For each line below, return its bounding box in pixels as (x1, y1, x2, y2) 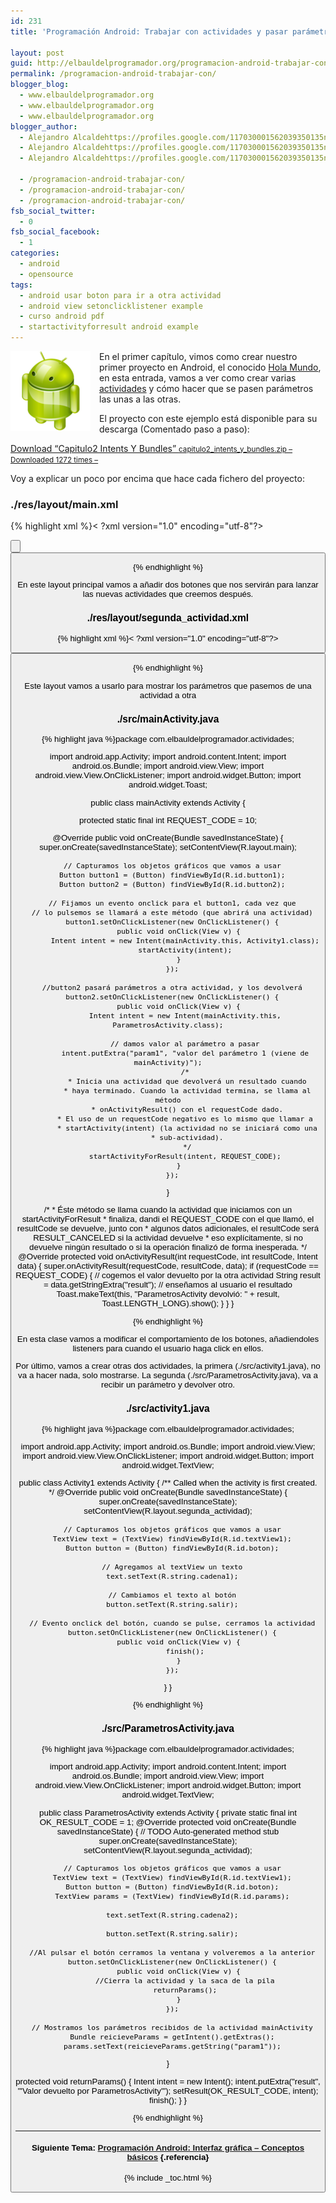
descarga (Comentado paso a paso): (99, 423, 250, 435)
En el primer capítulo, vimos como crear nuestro (99, 351, 298, 362)
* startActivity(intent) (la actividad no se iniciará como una (56, 1123, 318, 1133)
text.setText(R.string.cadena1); (106, 1571, 239, 1581)
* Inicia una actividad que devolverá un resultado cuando (67, 1076, 307, 1086)
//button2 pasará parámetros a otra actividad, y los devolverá (41, 982, 303, 992)
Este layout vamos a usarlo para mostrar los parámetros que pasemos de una (24, 680, 312, 691)
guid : (10, 58, 33, 69)
